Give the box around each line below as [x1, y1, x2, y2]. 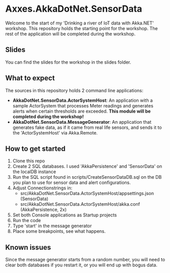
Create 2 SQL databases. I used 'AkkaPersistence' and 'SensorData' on [12, 163, 162, 170]
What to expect [5, 74, 55, 83]
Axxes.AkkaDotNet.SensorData [5, 3, 143, 15]
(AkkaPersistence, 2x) [20, 207, 67, 213]
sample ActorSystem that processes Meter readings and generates [12, 102, 154, 108]
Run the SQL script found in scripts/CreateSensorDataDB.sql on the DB [12, 174, 162, 180]
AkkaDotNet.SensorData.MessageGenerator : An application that [12, 119, 152, 125]
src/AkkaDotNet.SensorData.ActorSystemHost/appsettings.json [20, 190, 154, 197]
